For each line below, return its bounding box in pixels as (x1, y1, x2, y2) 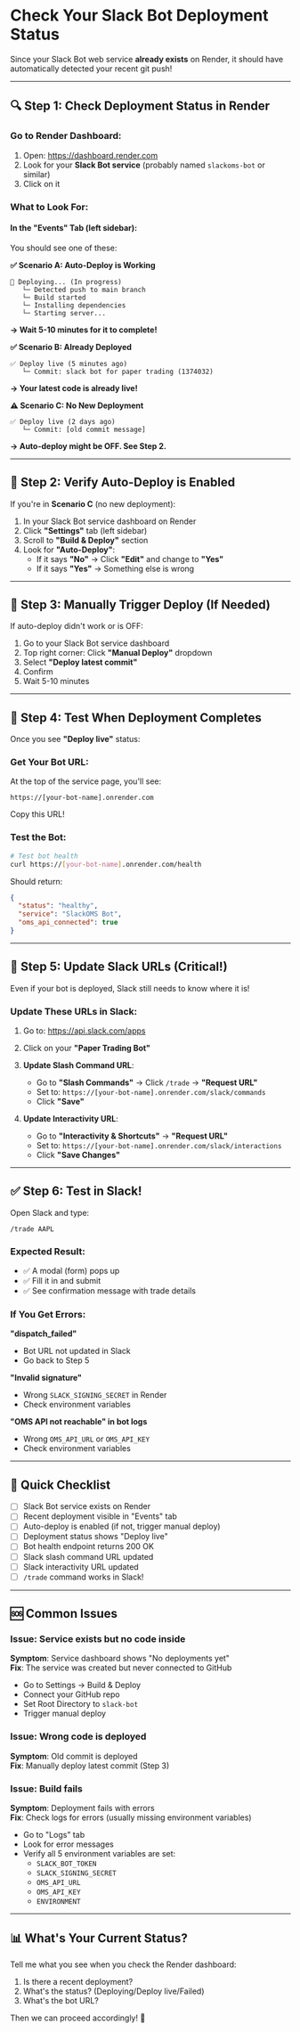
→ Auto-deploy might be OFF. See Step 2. (10, 440, 167, 451)
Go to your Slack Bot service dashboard (22, 638, 170, 649)
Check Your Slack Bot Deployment (10, 5, 269, 26)
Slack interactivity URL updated (22, 1561, 139, 1572)
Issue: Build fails (10, 1783, 83, 1795)
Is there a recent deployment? (22, 1976, 134, 1987)
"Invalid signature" (10, 1373, 83, 1383)
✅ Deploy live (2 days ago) (10, 417, 117, 426)
